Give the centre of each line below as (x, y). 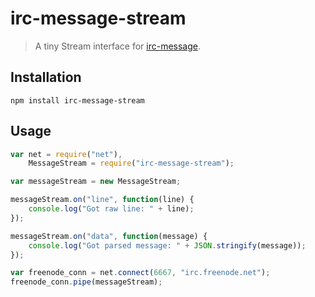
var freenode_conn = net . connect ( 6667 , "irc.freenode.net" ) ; (140, 273)
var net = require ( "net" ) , (66, 154)
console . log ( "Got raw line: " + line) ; (111, 209)
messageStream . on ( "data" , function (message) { (109, 236)
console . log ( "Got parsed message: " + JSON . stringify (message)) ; (167, 245)
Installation (46, 77)
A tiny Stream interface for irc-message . (117, 46)
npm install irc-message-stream (77, 100)
